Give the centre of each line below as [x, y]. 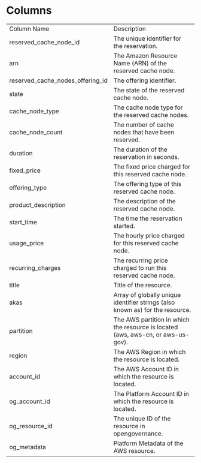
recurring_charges [35, 267]
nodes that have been [144, 132]
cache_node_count [36, 132]
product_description [37, 205]
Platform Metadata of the [148, 443]
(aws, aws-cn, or [138, 335]
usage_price [27, 243]
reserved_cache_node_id [44, 42]
